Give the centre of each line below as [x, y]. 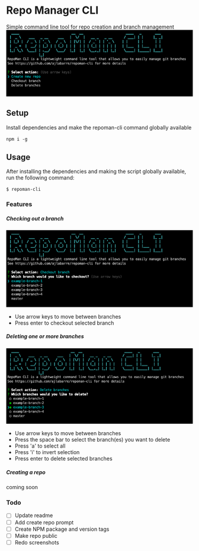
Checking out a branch [35, 218]
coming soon [22, 487]
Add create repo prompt [44, 522]
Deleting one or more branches [45, 336]
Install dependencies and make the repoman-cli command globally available [99, 127]
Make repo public [36, 536]
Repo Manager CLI [52, 10]
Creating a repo [26, 472]
